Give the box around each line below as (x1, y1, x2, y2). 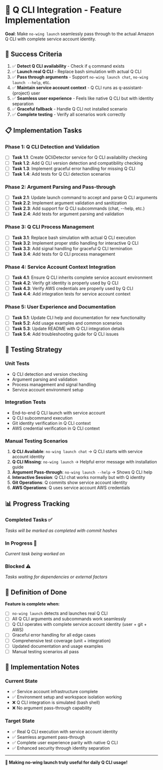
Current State (5, 678, 38, 684)
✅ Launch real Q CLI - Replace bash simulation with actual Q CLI (12, 68, 142, 74)
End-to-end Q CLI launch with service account (12, 410, 105, 416)
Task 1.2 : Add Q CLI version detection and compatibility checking (12, 160, 143, 166)
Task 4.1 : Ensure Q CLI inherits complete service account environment (12, 275, 153, 280)
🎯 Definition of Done (5, 588, 67, 596)
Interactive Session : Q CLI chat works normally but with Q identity (12, 475, 146, 480)
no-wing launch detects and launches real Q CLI (12, 610, 108, 616)
